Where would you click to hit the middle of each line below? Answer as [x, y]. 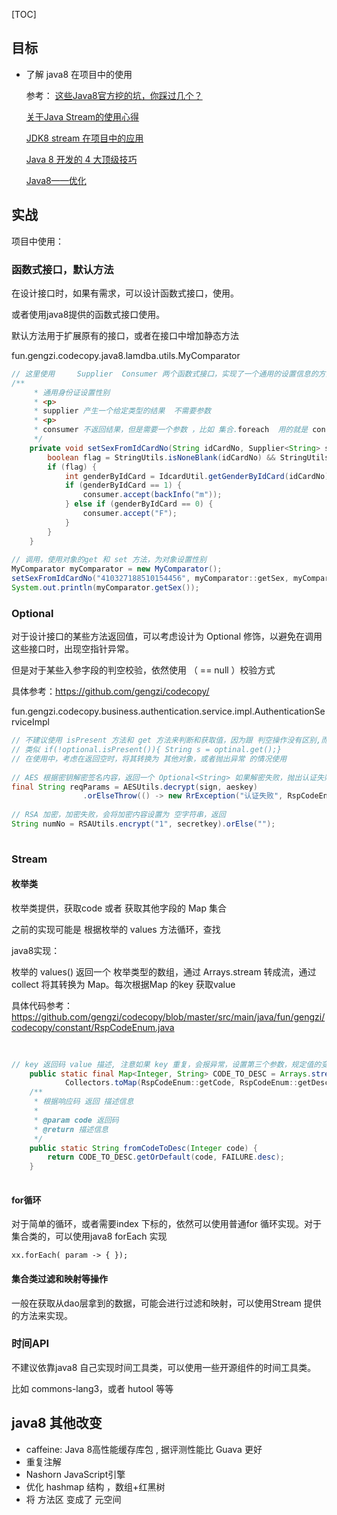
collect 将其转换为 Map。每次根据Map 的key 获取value [123, 984]
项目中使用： [37, 241]
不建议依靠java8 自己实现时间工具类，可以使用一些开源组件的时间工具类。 [164, 1367]
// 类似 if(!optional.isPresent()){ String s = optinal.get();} [146, 750]
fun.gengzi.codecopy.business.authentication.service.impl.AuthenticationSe [168, 711]
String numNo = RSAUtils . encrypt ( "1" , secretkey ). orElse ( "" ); [143, 824]
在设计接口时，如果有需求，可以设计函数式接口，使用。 [125, 293]
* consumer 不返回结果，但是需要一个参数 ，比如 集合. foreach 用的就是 [171, 430]
